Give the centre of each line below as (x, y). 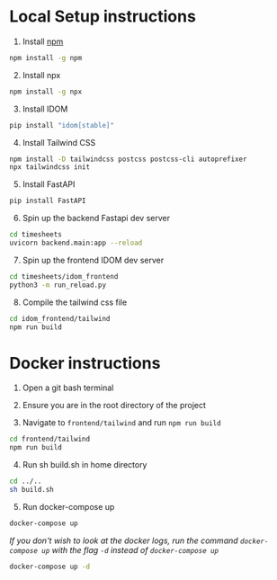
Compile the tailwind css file (75, 302)
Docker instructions (85, 363)
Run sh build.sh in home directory (85, 465)
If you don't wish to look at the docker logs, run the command (124, 540)
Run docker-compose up (68, 506)
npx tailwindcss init (50, 167)
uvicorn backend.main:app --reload (76, 243)
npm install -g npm (46, 58)
